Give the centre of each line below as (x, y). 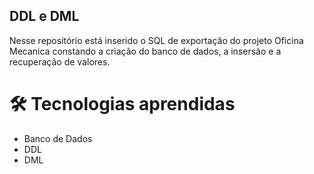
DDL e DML (44, 16)
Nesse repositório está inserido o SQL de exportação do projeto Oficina (156, 40)
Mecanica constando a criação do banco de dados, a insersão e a (145, 51)
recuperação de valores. (60, 61)
